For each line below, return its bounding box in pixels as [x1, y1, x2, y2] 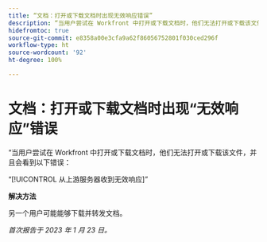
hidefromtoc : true [8, 26, 69, 34]
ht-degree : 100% [8, 57, 62, 64]
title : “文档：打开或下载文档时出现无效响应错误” [8, 11, 153, 20]
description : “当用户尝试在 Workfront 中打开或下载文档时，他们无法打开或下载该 [8, 19, 252, 27]
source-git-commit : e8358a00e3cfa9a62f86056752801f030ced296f [8, 33, 219, 42]
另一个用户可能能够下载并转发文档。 [8, 208, 127, 217]
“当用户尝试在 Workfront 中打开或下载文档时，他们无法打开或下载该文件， [8, 147, 250, 157]
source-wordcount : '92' [8, 49, 87, 57]
